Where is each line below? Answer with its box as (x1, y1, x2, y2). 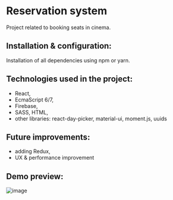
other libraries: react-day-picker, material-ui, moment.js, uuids (14, 115, 168, 122)
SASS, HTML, (14, 109, 49, 116)
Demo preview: (6, 171, 64, 182)
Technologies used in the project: (6, 74, 133, 84)
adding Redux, (14, 148, 51, 155)
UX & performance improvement (14, 154, 95, 161)
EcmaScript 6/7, (14, 96, 54, 103)
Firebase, (14, 102, 38, 109)
